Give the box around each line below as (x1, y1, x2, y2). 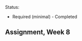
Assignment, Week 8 (5, 28, 70, 37)
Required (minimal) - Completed (12, 14, 78, 19)
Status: (5, 4, 20, 10)
